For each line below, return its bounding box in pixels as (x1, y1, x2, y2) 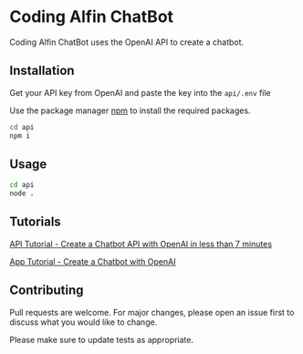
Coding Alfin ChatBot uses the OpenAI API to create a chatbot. (9, 36, 245, 47)
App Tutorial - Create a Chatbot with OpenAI (9, 255, 176, 266)
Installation (9, 63, 75, 78)
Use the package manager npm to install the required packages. (9, 105, 251, 116)
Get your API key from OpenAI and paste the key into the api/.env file (9, 87, 271, 98)
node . (9, 189, 35, 198)
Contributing (9, 283, 84, 298)
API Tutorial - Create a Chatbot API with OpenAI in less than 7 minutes (9, 238, 272, 249)
